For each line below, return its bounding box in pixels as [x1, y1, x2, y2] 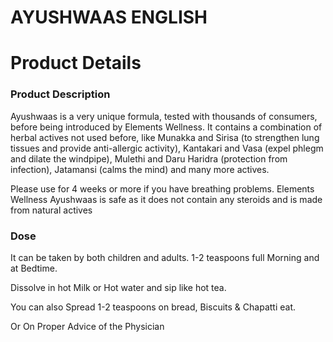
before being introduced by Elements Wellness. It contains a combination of [10, 121, 323, 133]
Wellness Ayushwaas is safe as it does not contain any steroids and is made [10, 193, 323, 205]
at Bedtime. [10, 262, 58, 274]
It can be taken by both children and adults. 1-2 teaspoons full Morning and [10, 251, 320, 263]
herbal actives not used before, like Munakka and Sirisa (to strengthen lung [10, 131, 320, 143]
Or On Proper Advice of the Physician [10, 320, 165, 332]
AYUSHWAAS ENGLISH [10, 6, 208, 29]
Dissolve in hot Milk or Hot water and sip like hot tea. [10, 281, 227, 293]
